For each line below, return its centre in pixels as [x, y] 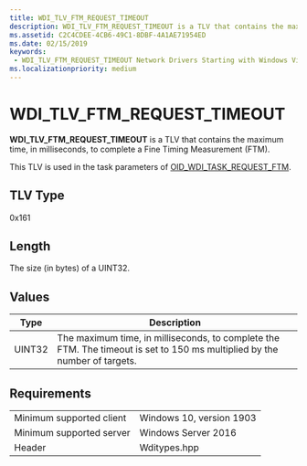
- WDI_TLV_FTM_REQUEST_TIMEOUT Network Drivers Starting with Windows [150, 60]
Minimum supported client [70, 418]
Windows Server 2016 [188, 433]
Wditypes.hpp [169, 448]
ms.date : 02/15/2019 [49, 43]
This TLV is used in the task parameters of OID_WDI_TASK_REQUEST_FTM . [150, 166]
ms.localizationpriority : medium [73, 69]
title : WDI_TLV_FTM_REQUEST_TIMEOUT [79, 18]
